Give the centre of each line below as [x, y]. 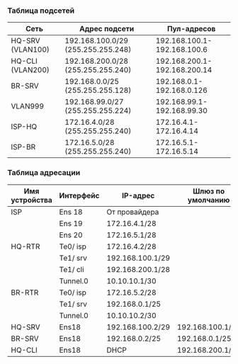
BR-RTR [25, 292]
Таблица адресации [44, 173]
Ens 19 [71, 223]
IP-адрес [138, 195]
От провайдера [132, 212]
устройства [32, 200]
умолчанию [209, 200]
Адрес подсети [107, 29]
